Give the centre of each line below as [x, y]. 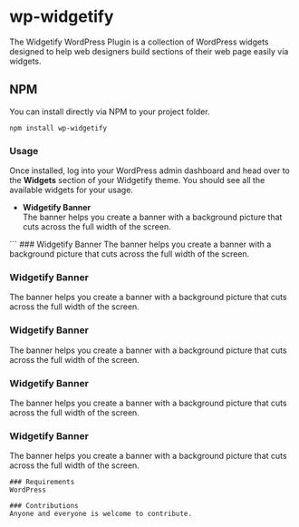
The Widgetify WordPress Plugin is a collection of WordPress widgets [139, 42]
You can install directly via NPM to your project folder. [110, 112]
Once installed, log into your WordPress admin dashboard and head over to [149, 171]
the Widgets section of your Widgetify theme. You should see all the [137, 181]
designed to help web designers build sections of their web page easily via [149, 51]
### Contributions [44, 506]
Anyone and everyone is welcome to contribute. [101, 514]
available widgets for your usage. [72, 190]
